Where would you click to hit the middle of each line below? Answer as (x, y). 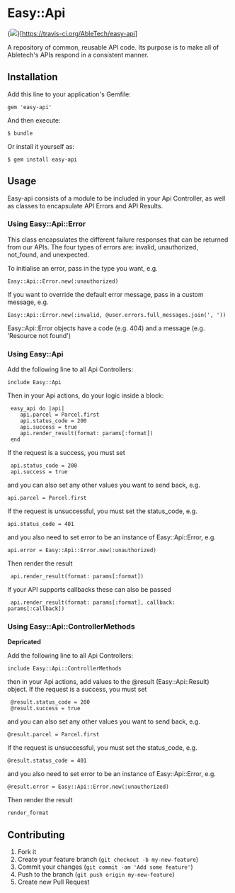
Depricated (24, 642)
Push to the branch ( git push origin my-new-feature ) (96, 875)
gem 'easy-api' (30, 107)
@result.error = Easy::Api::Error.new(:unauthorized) (88, 787)
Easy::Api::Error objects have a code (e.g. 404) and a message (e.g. (106, 328)
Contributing (36, 835)
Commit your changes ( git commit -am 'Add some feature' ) (105, 867)
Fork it (27, 852)
